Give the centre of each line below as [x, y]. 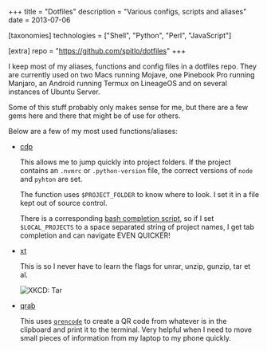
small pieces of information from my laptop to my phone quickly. [125, 338]
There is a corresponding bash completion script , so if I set [117, 218]
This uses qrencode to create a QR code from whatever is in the [123, 321]
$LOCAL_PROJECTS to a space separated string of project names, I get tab [137, 227]
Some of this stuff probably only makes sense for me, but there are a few [128, 107]
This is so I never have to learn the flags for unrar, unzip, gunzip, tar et [135, 266]
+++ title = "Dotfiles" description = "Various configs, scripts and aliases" [128, 12]
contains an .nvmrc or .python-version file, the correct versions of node [136, 170]
